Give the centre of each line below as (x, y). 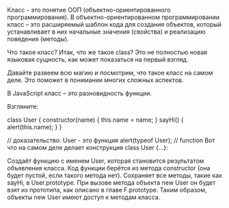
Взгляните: (23, 106)
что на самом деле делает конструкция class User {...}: (88, 147)
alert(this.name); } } (35, 127)
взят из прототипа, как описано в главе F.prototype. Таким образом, (107, 190)
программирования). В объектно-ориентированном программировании (113, 17)
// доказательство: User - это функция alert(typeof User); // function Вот (111, 140)
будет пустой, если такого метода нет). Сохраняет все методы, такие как (114, 175)
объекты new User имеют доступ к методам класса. (84, 197)
